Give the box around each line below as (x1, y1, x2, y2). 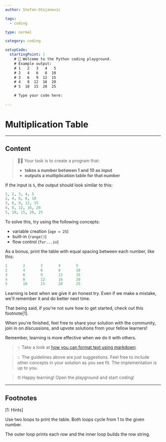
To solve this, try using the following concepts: (5, 219, 100, 224)
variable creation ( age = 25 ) (12, 228, 69, 234)
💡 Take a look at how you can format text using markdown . (17, 344, 137, 350)
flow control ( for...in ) (12, 239, 59, 245)
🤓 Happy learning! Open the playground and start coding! (17, 374, 134, 380)
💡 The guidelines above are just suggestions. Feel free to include (17, 354, 150, 360)
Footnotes (5, 394, 37, 402)
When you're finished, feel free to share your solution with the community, (5, 320, 157, 326)
